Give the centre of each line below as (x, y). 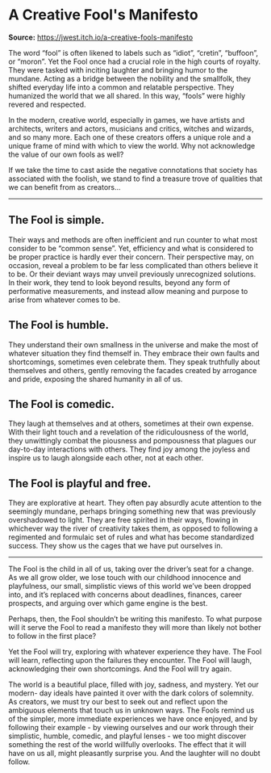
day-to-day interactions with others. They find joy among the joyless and (129, 449)
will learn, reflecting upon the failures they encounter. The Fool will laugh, (130, 661)
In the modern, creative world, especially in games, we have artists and (127, 120)
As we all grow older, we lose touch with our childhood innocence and (125, 578)
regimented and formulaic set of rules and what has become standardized (131, 537)
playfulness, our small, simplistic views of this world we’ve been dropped (130, 586)
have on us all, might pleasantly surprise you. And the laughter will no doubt (134, 754)
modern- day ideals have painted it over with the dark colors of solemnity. (131, 693)
